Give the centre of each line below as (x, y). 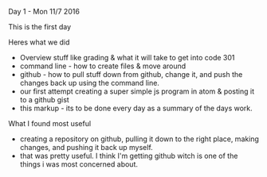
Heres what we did (39, 42)
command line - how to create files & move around (103, 66)
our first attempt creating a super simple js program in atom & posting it (137, 91)
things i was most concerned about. (79, 164)
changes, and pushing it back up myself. (86, 147)
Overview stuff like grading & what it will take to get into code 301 (127, 58)
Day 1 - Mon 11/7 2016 (44, 12)
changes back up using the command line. (89, 83)
